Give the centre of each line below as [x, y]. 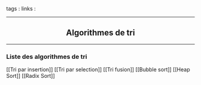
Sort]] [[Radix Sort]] [31, 76]
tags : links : [21, 9]
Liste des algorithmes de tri [47, 56]
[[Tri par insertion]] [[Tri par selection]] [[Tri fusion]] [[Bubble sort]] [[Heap [98, 70]
